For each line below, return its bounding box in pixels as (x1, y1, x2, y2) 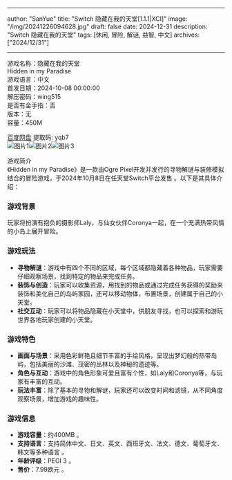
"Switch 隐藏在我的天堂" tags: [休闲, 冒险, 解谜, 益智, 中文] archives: (7, 30, 200, 39)
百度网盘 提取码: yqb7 (7, 133, 69, 141)
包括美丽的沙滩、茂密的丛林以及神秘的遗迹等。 (29, 359, 163, 368)
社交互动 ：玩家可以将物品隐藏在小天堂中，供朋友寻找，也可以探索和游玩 (17, 306, 223, 315)
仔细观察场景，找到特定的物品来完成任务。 (17, 272, 139, 281)
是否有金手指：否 (7, 101, 56, 109)
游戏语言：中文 (7, 75, 50, 83)
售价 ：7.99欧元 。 (17, 465, 68, 474)
